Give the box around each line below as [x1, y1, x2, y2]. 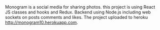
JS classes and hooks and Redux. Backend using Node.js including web [5, 9, 151, 15]
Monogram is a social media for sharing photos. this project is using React [5, 4, 156, 10]
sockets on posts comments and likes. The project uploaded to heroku [5, 15, 148, 20]
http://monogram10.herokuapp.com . [5, 19, 78, 25]
